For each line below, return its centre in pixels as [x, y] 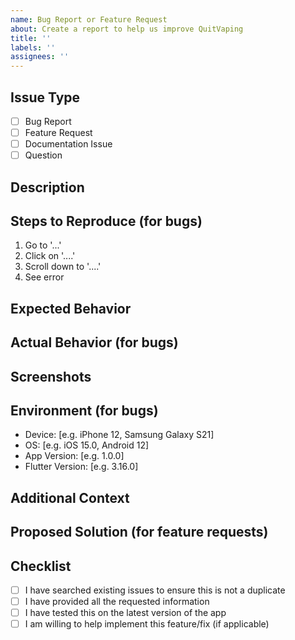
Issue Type [45, 97]
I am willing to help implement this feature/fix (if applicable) [147, 624]
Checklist [41, 566]
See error [44, 277]
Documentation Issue [68, 144]
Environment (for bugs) [84, 410]
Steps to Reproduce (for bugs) [106, 221]
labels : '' [33, 47]
